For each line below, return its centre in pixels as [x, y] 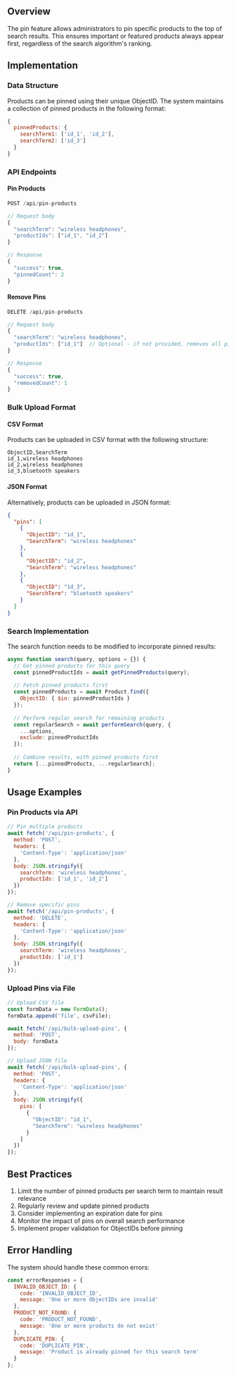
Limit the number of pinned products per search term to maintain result [120, 1191]
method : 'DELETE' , [41, 918]
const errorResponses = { [45, 1280]
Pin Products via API [43, 812]
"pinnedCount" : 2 [39, 274]
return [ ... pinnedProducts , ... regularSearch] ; [85, 764]
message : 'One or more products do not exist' [89, 1326]
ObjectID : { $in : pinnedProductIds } [75, 698]
